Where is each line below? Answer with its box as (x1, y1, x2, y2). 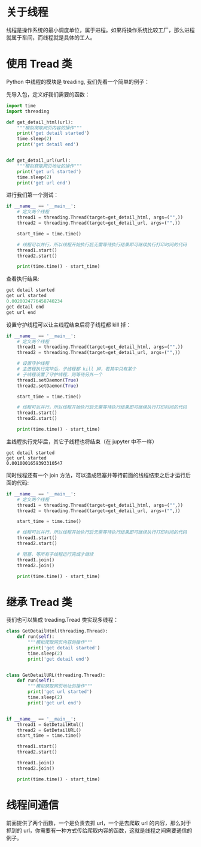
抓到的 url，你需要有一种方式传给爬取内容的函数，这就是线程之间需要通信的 (6, 827, 193, 834)
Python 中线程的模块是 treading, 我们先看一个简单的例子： (6, 78, 150, 85)
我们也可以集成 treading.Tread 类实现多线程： (6, 616, 119, 624)
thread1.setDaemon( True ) (17, 377, 79, 383)
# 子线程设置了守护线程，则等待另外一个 (17, 371, 103, 377)
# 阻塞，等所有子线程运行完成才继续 (17, 551, 94, 557)
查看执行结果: (6, 275, 40, 282)
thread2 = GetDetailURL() (17, 727, 82, 733)
